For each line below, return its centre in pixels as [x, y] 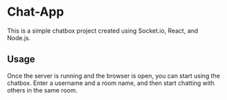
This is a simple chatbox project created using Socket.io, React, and [103, 31]
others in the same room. [42, 90]
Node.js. [19, 37]
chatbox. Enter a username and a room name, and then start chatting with [111, 83]
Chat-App [36, 12]
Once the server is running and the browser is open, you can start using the [113, 76]
